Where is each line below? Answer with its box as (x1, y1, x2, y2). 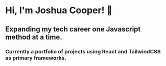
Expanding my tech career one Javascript (5, 25, 141, 34)
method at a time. (5, 32, 62, 41)
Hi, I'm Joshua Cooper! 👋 (5, 5, 113, 16)
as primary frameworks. (5, 54, 66, 61)
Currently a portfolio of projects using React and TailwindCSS (5, 48, 161, 55)
